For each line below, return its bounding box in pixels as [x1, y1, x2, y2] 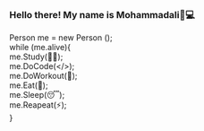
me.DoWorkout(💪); [9, 71, 78, 82]
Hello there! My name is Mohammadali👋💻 [9, 8, 195, 21]
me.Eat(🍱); [9, 80, 48, 91]
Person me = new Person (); [9, 32, 114, 43]
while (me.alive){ [9, 42, 72, 53]
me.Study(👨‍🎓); [9, 51, 64, 62]
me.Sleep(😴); [9, 90, 65, 100]
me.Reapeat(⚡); [9, 100, 67, 110]
